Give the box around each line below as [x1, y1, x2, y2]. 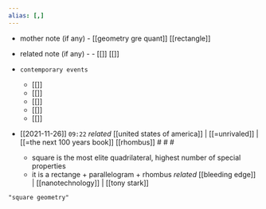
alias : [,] [8, 11, 45, 20]
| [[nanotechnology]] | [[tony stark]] [31, 178, 149, 188]
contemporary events [19, 65, 88, 74]
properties [31, 161, 66, 171]
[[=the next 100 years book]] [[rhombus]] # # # [19, 137, 175, 147]
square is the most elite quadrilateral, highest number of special [31, 153, 241, 162]
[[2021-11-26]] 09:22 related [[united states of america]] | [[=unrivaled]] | [19, 129, 259, 138]
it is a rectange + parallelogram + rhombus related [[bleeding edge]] [31, 169, 256, 179]
